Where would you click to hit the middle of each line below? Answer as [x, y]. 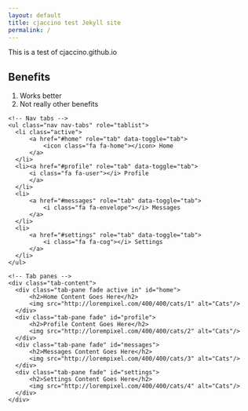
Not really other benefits [59, 104]
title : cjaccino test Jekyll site [65, 23]
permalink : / [29, 30]
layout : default [35, 15]
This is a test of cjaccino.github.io [63, 53]
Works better [40, 96]
